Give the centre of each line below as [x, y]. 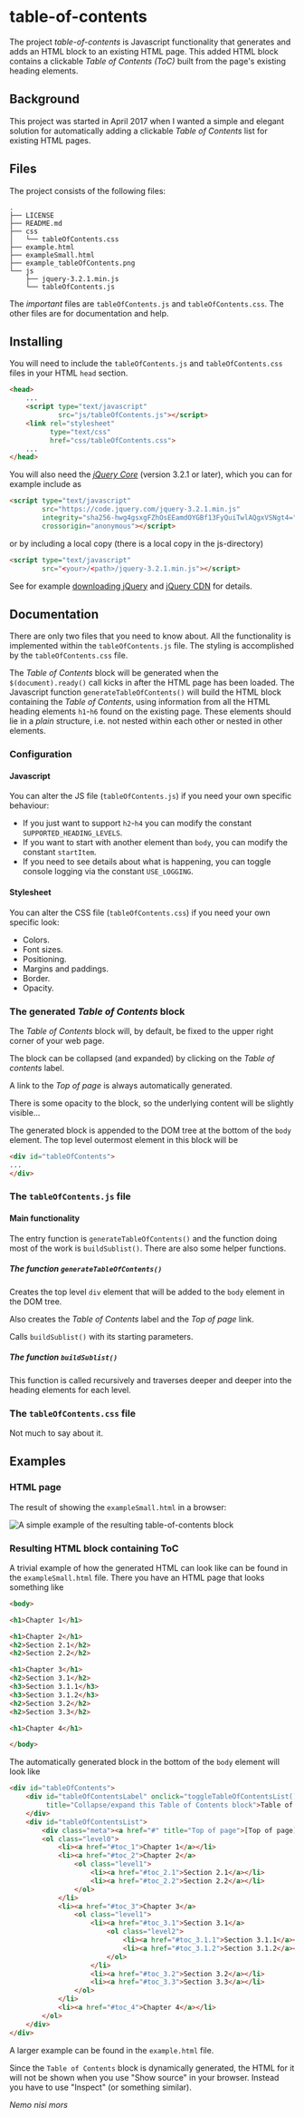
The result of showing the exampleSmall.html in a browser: [118, 1507]
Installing [36, 341]
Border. [36, 978]
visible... [25, 1112]
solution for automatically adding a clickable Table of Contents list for [139, 131]
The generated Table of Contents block [97, 1011]
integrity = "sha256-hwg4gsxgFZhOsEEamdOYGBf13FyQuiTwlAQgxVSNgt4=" [170, 518]
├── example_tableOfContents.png [72, 263]
